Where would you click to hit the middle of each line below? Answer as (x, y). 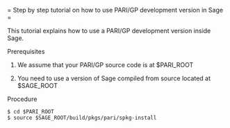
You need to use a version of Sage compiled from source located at (114, 78)
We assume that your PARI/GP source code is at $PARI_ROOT (105, 65)
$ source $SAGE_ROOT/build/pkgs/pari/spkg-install (82, 118)
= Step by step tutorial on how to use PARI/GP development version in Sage (115, 10)
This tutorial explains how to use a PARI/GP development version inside (109, 31)
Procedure (22, 99)
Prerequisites (26, 52)
